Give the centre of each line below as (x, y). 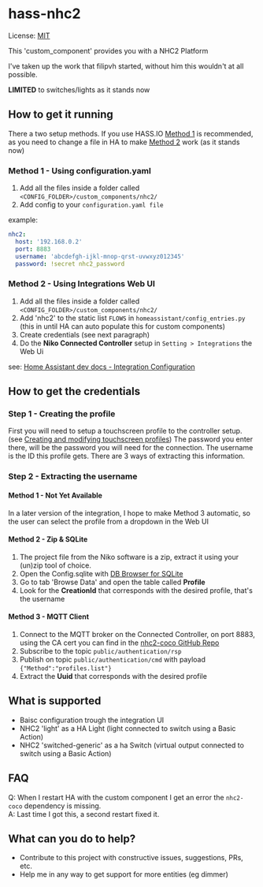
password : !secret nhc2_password (70, 264)
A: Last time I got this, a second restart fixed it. (84, 814)
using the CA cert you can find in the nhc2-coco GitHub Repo (119, 643)
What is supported (55, 701)
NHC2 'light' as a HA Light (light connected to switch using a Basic (128, 728)
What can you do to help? (72, 839)
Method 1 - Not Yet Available (55, 495)
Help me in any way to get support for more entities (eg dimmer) (124, 874)
